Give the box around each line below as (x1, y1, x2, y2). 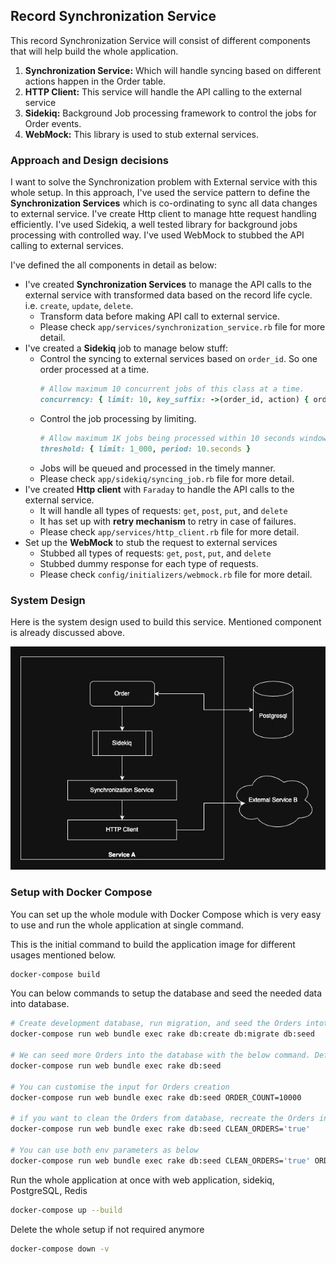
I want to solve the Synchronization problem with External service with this (10, 176, 318, 188)
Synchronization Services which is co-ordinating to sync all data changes (10, 197, 318, 209)
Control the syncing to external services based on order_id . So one (39, 353, 318, 365)
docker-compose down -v (10, 1244, 110, 1254)
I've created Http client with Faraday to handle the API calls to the (24, 483, 295, 495)
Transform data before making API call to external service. (39, 310, 281, 323)
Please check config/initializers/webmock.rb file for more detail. (39, 568, 313, 580)
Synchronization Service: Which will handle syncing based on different (24, 64, 322, 76)
